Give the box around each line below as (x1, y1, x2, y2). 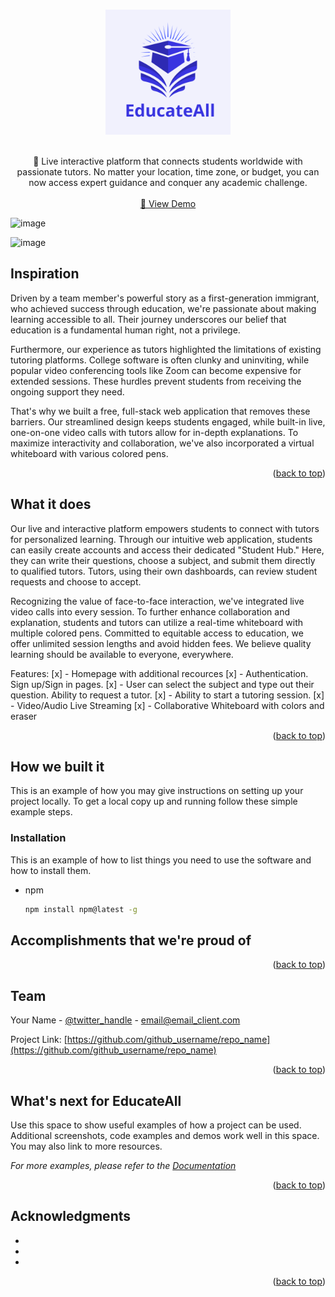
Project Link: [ (10, 1034, 68, 1046)
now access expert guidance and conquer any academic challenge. (28, 177, 308, 188)
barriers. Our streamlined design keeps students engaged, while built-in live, (10, 415, 326, 428)
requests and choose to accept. (10, 575, 142, 588)
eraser (10, 710, 38, 722)
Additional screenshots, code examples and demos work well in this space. (10, 1130, 320, 1142)
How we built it (10, 759, 105, 776)
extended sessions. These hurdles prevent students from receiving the (10, 375, 302, 387)
